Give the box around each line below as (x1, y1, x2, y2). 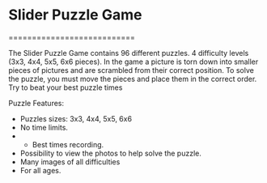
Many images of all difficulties (19, 156, 121, 167)
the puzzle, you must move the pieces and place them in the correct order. (8, 74, 257, 83)
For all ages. (19, 165, 61, 175)
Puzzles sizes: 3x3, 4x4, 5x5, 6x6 (19, 113, 132, 123)
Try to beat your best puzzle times (8, 83, 123, 92)
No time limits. (19, 122, 69, 132)
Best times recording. (32, 139, 104, 149)
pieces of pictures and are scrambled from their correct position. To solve (8, 65, 255, 74)
